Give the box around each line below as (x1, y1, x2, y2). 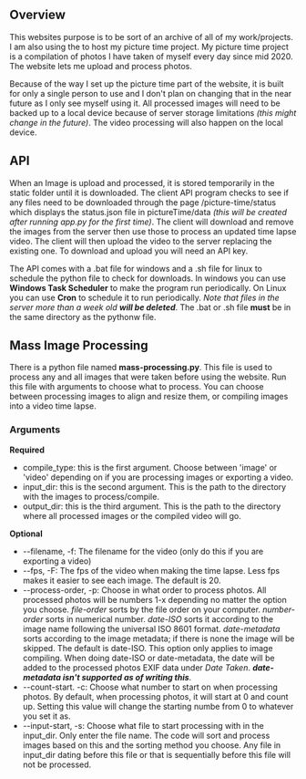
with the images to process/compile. (22, 491, 159, 502)
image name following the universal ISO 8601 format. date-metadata (22, 623, 280, 634)
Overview (9, 7, 66, 23)
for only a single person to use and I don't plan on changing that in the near (9, 88, 292, 99)
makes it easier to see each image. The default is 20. (22, 575, 221, 586)
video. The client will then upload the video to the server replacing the (9, 235, 272, 246)
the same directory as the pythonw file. (9, 311, 157, 322)
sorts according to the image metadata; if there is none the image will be (22, 633, 295, 644)
